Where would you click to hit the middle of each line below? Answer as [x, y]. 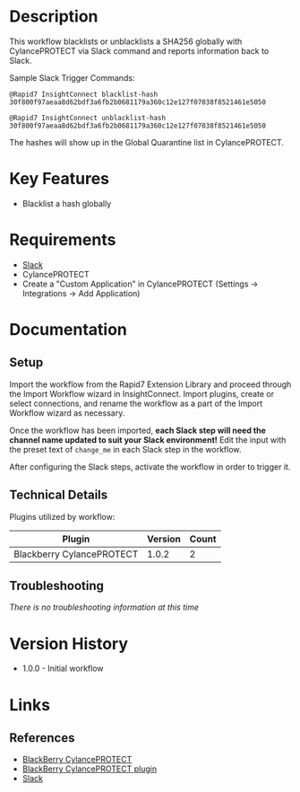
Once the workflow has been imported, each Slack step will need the [138, 430]
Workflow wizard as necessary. [67, 413]
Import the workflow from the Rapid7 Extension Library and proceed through [150, 384]
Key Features [60, 179]
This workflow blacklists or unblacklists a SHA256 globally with [126, 41]
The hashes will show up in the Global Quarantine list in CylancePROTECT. [147, 142]
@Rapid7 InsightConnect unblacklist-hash [88, 118]
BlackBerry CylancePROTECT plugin [90, 769]
